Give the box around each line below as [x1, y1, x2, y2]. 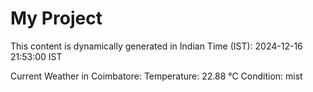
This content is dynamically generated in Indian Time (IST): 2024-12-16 [10, 40, 303, 52]
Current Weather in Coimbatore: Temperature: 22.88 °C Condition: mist [10, 70, 303, 82]
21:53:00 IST [10, 50, 63, 62]
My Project [10, 7, 103, 30]
